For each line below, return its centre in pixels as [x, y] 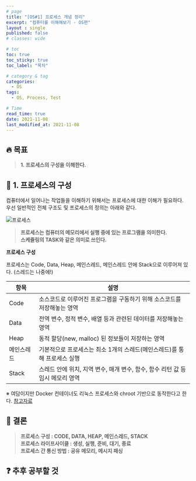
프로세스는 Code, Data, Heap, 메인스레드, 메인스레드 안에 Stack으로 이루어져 [94, 264]
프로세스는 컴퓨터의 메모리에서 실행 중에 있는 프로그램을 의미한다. [94, 232]
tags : [13, 92]
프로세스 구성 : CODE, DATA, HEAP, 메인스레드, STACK [84, 436]
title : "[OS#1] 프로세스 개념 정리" [46, 17]
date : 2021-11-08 [27, 119]
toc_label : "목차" [27, 65]
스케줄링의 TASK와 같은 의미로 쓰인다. [63, 240]
